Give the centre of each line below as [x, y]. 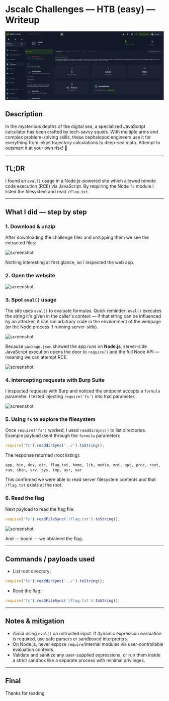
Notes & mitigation [35, 621]
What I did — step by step [46, 212]
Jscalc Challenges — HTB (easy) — [80, 9]
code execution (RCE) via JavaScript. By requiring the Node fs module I [79, 186]
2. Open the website [30, 276]
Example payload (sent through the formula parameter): [63, 435]
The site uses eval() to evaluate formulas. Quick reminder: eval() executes [83, 311]
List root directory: [32, 571]
